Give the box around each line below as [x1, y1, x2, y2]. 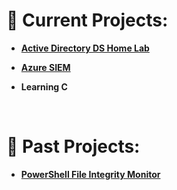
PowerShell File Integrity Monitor [20, 168, 161, 180]
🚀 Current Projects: [6, 9, 169, 32]
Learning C [20, 80, 68, 93]
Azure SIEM [20, 61, 71, 73]
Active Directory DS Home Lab [20, 42, 150, 54]
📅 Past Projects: [6, 135, 141, 158]
